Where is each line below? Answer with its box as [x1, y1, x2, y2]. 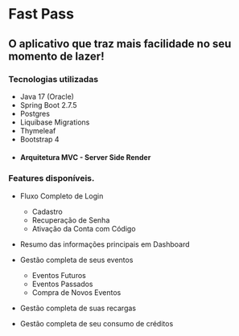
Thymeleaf [19, 125, 56, 135]
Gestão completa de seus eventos [19, 255, 134, 264]
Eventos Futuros [31, 270, 86, 280]
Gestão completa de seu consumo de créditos [19, 318, 174, 328]
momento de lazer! [8, 49, 105, 63]
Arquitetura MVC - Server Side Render [19, 153, 151, 162]
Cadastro [31, 207, 63, 216]
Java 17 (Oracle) [19, 92, 75, 101]
